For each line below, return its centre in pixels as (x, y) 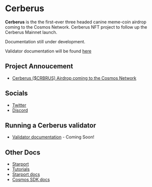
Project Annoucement (39, 66)
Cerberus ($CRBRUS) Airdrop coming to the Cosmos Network (74, 78)
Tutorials (21, 169)
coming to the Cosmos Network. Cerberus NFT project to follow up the (76, 27)
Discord (20, 110)
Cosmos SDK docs (31, 180)
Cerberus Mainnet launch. (31, 32)
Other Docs (23, 152)
